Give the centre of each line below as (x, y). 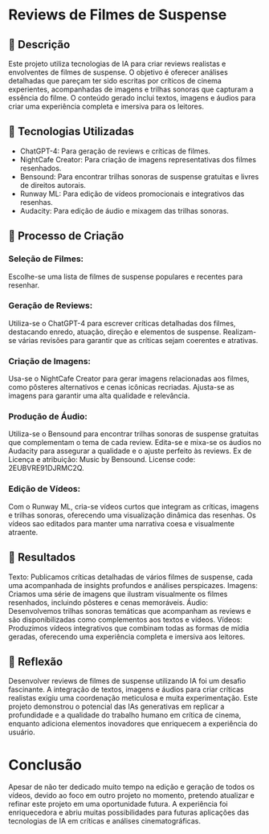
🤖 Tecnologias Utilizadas (71, 131)
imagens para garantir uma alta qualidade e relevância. (99, 396)
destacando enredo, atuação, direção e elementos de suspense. (115, 332)
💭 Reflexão (36, 662)
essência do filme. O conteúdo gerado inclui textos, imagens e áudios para (132, 98)
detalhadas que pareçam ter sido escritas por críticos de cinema (115, 81)
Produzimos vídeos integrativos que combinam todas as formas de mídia (129, 628)
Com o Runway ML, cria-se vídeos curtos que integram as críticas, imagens (134, 506)
